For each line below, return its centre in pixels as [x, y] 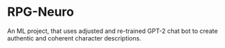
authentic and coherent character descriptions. [74, 38]
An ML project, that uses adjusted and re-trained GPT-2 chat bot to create [112, 31]
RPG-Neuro [40, 12]
